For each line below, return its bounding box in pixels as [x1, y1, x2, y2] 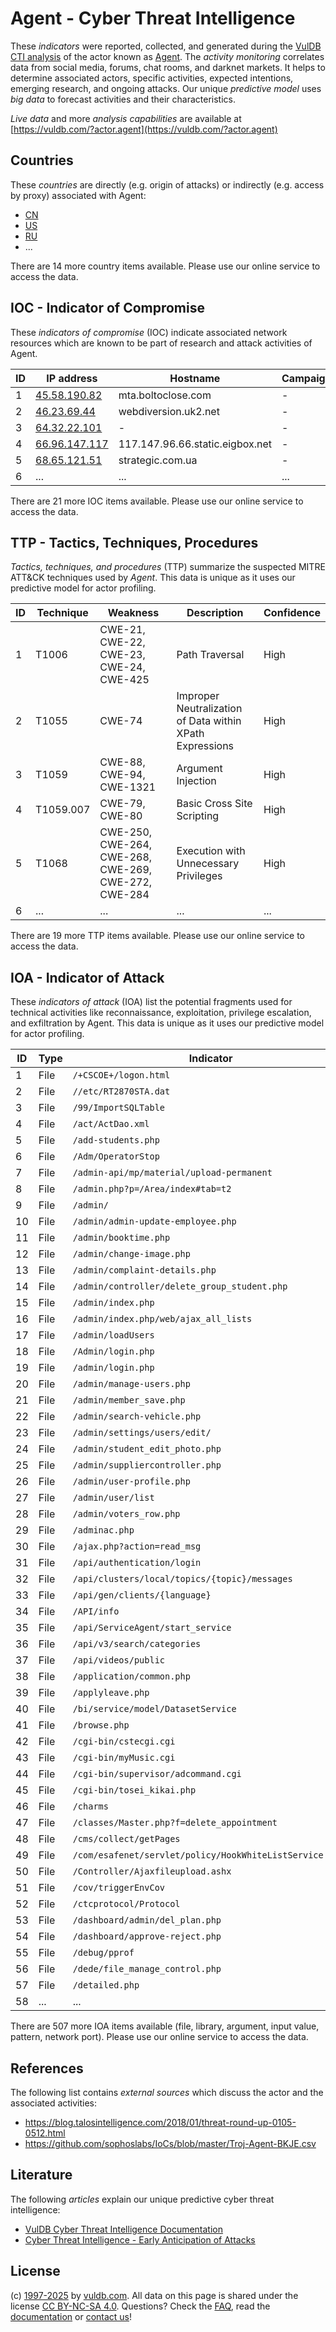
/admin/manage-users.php [72, 1378, 191, 1390]
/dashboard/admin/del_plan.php [72, 1915, 222, 1926]
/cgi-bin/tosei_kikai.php [72, 1785, 197, 1796]
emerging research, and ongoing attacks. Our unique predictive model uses [10, 82, 322, 94]
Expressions [176, 739, 235, 753]
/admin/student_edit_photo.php [72, 1443, 222, 1455]
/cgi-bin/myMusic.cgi [72, 1752, 176, 1764]
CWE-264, [99, 838, 153, 852]
